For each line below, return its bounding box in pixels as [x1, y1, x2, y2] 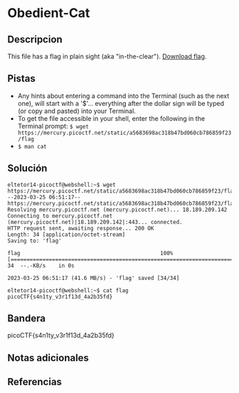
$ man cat [17, 143, 48, 150]
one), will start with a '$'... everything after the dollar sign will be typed [17, 99, 224, 107]
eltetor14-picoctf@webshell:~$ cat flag [7, 286, 129, 294]
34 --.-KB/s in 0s [7, 262, 75, 269]
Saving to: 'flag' [7, 237, 62, 244]
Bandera [7, 313, 46, 325]
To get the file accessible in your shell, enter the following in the [17, 114, 205, 122]
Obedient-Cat [7, 5, 90, 21]
